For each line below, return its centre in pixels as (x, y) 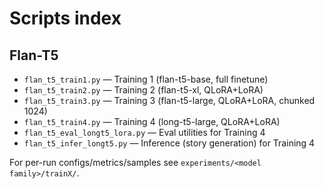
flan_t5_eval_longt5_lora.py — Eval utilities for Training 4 (144, 132)
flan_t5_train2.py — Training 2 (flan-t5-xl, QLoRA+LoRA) (143, 90)
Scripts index (65, 18)
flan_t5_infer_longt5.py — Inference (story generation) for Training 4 (169, 143)
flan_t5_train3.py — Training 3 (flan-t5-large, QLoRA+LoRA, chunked (169, 100)
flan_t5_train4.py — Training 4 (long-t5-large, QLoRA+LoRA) (152, 121)
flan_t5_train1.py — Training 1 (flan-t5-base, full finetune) (146, 79)
